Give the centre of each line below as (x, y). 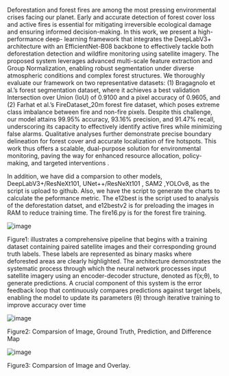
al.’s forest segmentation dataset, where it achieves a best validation (104, 90)
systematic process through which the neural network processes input (107, 268)
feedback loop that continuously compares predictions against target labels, (115, 290)
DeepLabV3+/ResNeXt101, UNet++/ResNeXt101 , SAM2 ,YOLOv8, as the (108, 184)
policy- (192, 156)
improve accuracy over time (47, 305)
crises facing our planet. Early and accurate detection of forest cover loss (111, 17)
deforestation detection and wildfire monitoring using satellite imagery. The (113, 54)
